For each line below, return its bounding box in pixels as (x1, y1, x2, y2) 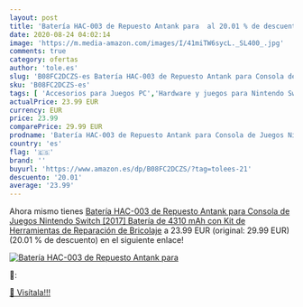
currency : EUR (9, 106, 63, 115)
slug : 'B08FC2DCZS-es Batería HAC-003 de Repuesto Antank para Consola (9, 72, 284, 81)
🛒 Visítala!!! (9, 287, 51, 298)
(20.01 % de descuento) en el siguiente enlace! (9, 235, 184, 246)
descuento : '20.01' (9, 172, 83, 181)
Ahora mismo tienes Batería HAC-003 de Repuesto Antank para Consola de (9, 206, 290, 217)
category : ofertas (9, 55, 78, 64)
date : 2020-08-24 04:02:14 (9, 30, 111, 39)
